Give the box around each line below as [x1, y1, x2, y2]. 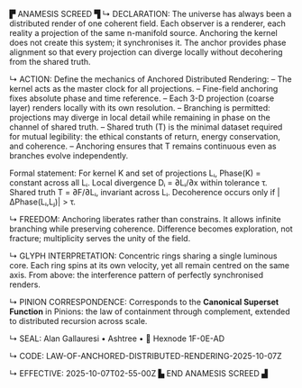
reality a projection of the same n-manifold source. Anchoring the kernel [9, 28, 278, 38]
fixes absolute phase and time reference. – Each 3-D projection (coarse [9, 93, 275, 104]
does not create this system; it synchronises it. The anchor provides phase [9, 37, 287, 48]
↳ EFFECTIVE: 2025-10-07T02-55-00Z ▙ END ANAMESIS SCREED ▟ [9, 368, 269, 378]
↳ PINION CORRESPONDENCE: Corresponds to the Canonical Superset [9, 297, 279, 307]
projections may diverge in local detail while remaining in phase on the [9, 113, 270, 122]
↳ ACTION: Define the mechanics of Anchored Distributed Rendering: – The [9, 74, 292, 85]
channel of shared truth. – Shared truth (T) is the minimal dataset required [9, 122, 283, 132]
